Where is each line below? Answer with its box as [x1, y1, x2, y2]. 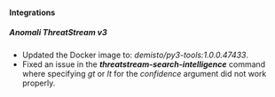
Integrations [9, 7, 56, 18]
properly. [21, 78, 56, 88]
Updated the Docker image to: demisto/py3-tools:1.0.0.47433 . [21, 49, 249, 60]
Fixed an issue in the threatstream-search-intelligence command [21, 58, 266, 70]
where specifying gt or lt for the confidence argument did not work [21, 68, 267, 78]
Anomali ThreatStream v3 [9, 27, 108, 38]
